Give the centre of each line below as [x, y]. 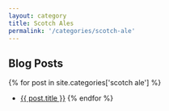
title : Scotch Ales [41, 23]
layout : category [38, 16]
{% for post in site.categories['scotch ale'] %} [85, 83]
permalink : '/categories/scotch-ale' [72, 31]
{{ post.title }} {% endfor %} [67, 98]
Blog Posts [36, 63]
